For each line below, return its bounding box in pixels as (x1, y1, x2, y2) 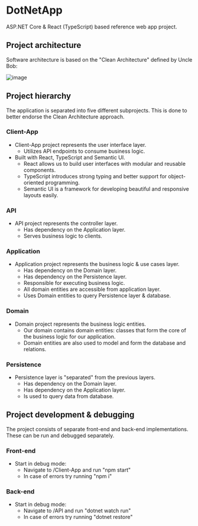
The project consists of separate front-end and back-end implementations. (6, 425, 189, 432)
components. (23, 166, 56, 174)
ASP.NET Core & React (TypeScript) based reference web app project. (6, 23, 177, 30)
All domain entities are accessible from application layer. (23, 286, 161, 293)
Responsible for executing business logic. (23, 280, 125, 287)
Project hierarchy (6, 91, 72, 101)
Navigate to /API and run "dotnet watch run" (23, 507, 131, 514)
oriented (23, 179, 44, 186)
